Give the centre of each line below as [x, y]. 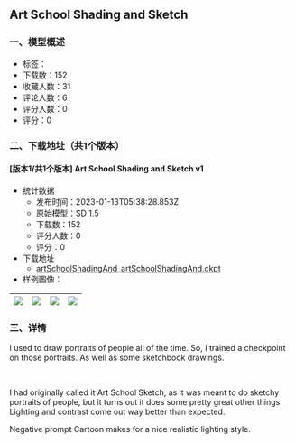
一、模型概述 [37, 42]
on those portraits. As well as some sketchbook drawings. [117, 358]
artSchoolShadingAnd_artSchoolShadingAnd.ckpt [128, 268]
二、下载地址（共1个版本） [67, 145]
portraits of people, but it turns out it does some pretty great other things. [146, 402]
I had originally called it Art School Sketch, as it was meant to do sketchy [144, 392]
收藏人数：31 [46, 86]
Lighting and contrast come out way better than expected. [117, 412]
